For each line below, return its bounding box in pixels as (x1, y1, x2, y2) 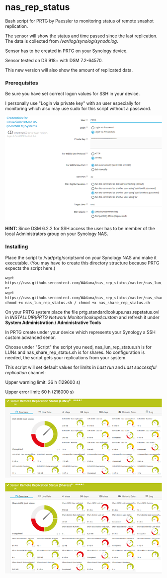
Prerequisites (5, 79, 38, 86)
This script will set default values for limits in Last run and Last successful (5, 364, 157, 370)
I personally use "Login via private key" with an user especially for (5, 100, 141, 106)
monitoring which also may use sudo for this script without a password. (5, 106, 152, 112)
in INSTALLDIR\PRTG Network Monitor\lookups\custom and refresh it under (5, 314, 160, 320)
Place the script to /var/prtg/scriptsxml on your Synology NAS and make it (5, 254, 157, 260)
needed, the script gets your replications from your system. (5, 354, 127, 360)
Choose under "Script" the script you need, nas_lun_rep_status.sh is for (5, 344, 152, 350)
